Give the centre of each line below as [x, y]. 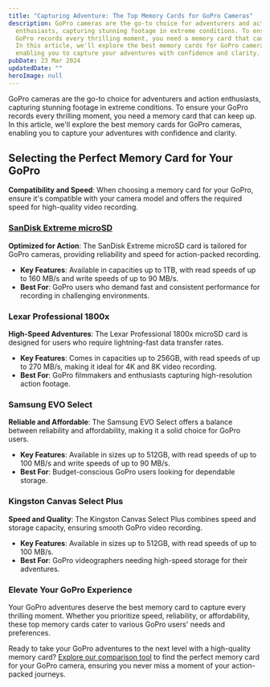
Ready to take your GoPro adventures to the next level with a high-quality [129, 648]
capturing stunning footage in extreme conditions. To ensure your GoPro [129, 107]
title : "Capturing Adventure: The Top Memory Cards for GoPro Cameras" [131, 16]
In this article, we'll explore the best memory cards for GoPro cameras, [125, 124]
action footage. [45, 384]
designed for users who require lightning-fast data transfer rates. [116, 342]
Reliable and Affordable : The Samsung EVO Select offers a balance [121, 422]
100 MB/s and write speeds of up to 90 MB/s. [95, 463]
